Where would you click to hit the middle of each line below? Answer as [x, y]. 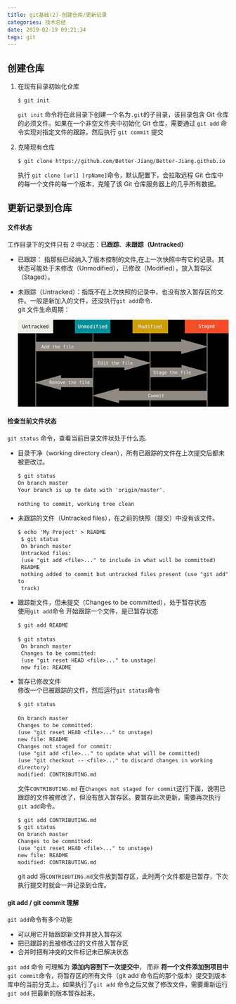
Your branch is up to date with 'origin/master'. [92, 490]
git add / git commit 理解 [43, 902]
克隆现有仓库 [36, 147]
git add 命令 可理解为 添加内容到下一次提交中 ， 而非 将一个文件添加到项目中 [118, 967]
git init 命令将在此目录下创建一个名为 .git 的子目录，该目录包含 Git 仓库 [123, 115]
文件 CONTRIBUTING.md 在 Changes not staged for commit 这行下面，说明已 [122, 788]
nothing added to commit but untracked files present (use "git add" [125, 574]
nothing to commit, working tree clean [76, 504]
